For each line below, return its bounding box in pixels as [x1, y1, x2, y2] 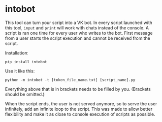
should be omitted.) [5, 91, 45, 97]
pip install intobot [5, 59, 48, 64]
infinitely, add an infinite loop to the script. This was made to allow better [5, 106, 153, 112]
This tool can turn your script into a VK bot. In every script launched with [5, 20, 153, 25]
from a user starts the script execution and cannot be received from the [5, 35, 150, 41]
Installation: [5, 50, 29, 56]
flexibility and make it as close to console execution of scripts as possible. [5, 111, 155, 117]
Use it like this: [5, 68, 35, 74]
